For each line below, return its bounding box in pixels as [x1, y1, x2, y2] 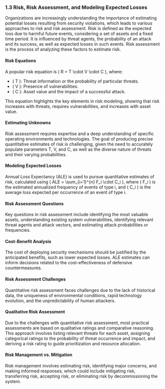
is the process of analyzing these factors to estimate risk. [5, 46, 121, 53]
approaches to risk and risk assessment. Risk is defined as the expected [5, 26, 151, 31]
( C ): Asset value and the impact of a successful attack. [12, 88, 126, 94]
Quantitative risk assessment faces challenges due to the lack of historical [5, 287, 156, 293]
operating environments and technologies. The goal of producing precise [5, 136, 153, 141]
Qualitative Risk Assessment [5, 309, 65, 315]
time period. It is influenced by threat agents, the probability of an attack [5, 36, 152, 42]
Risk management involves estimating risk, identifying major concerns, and [5, 362, 157, 368]
